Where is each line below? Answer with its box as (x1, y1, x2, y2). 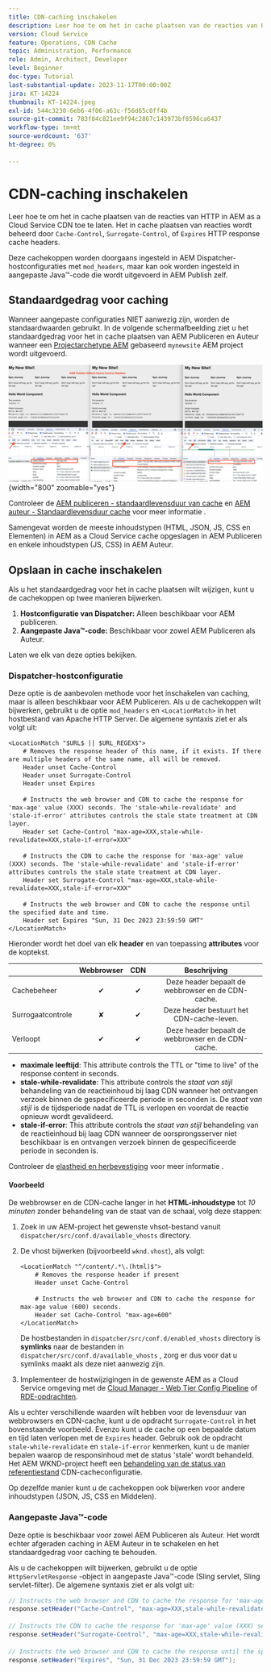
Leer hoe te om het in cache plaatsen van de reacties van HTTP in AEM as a (8, 211, 261, 221)
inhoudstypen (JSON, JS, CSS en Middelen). (8, 1491, 157, 1501)
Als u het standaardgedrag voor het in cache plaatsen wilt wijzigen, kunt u (8, 584, 255, 594)
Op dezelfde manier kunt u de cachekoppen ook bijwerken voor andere (8, 1483, 245, 1493)
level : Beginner (8, 64, 63, 73)
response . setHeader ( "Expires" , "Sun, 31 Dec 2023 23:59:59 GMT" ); (8, 1656, 236, 1664)
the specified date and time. (8, 909, 110, 917)
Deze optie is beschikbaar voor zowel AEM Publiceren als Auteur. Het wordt (8, 1530, 261, 1540)
